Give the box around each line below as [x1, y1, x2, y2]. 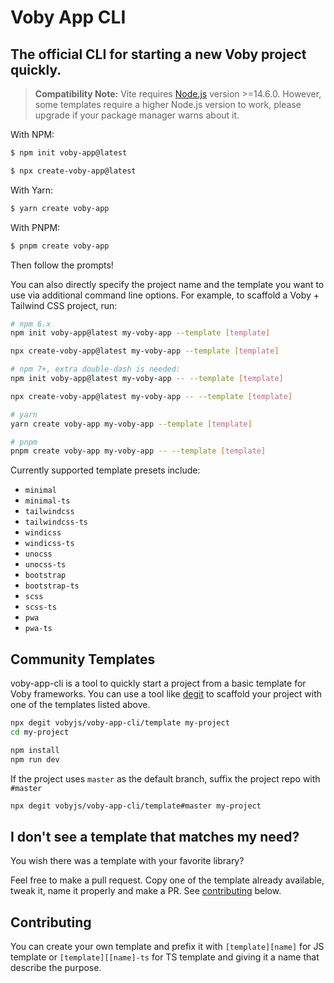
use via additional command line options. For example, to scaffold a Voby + [10, 289, 320, 301]
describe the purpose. [10, 962, 102, 974]
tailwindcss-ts [24, 517, 89, 528]
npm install [10, 745, 60, 755]
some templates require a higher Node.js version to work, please [34, 99, 302, 110]
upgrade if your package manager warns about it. [34, 109, 240, 121]
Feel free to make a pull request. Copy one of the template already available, [10, 874, 325, 886]
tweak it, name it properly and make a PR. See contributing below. [10, 885, 282, 897]
